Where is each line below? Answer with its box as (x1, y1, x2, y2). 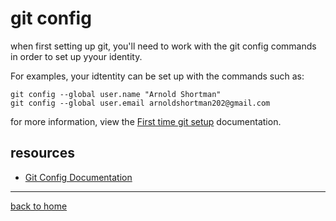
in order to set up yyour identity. (10, 50, 143, 62)
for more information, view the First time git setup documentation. (10, 115, 282, 127)
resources (10, 145, 75, 162)
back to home (10, 200, 68, 212)
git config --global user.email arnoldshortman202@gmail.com (10, 98, 271, 108)
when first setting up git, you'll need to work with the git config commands (10, 40, 317, 52)
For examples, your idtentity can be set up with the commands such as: (10, 70, 305, 82)
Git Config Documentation (24, 171, 133, 183)
